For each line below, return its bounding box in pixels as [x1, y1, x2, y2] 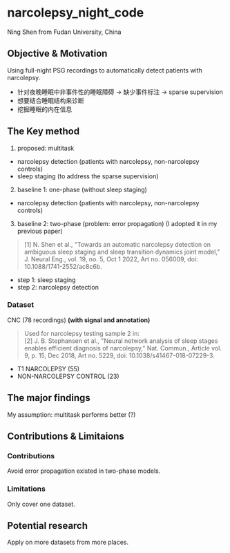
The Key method [7, 126, 80, 138]
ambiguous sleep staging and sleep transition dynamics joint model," [23, 247, 220, 256]
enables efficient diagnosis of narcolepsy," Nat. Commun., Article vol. [23, 344, 222, 352]
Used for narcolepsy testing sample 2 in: [23, 329, 140, 337]
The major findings [7, 392, 91, 404]
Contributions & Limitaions [7, 431, 124, 442]
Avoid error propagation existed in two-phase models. [7, 467, 161, 475]
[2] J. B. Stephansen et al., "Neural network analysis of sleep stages [23, 337, 218, 345]
